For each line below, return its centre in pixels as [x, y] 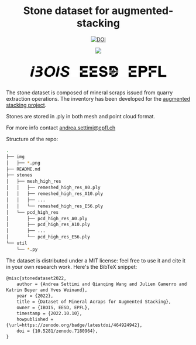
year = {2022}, [35, 296]
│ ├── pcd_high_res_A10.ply [48, 225]
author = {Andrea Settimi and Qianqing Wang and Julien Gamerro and [102, 284]
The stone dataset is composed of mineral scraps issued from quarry [90, 93]
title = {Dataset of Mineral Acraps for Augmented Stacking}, [94, 302]
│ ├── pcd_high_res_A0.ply [47, 218]
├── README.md [23, 169]
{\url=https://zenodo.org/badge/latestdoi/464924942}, [74, 325]
